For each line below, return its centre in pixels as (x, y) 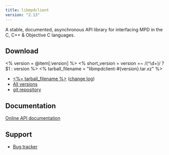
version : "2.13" (23, 15)
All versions (25, 84)
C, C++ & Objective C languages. (40, 35)
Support (19, 134)
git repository (27, 90)
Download (22, 51)
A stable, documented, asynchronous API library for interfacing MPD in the (84, 29)
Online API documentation (33, 118)
